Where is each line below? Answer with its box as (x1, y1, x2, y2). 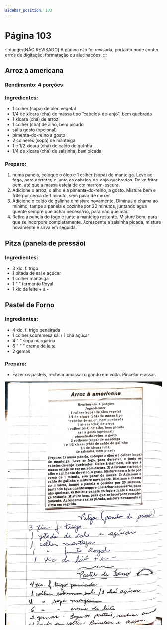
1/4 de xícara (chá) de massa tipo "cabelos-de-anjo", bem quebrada (12, 111, 152, 117)
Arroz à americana (5, 66, 64, 75)
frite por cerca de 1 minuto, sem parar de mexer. (12, 193, 111, 199)
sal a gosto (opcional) (12, 127, 57, 133)
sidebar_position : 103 (5, 8, 52, 13)
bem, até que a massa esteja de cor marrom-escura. (12, 182, 120, 188)
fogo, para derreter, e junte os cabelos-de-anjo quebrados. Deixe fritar (12, 177, 158, 183)
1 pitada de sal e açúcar (12, 270, 61, 276)
